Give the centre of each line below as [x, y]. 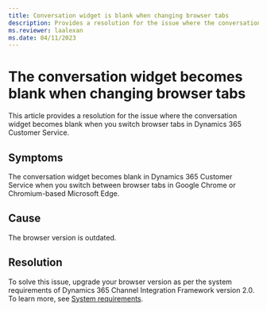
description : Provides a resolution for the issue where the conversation [135, 23]
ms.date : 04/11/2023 [43, 38]
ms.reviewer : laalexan [46, 30]
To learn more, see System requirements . [76, 298]
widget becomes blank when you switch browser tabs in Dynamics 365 [125, 125]
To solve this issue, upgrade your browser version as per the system [120, 282]
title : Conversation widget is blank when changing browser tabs [118, 15]
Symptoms [36, 157]
